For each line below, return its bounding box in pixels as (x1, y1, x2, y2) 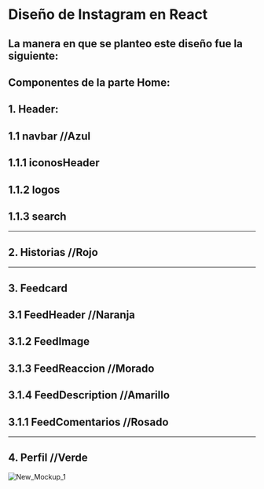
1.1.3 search (8, 209, 67, 223)
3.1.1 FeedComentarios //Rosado (8, 415, 169, 428)
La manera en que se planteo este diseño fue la (8, 37, 244, 50)
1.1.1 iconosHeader (8, 156, 100, 170)
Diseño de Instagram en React (8, 6, 208, 24)
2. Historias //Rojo (8, 246, 98, 259)
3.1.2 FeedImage (8, 335, 90, 348)
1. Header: (8, 102, 59, 116)
